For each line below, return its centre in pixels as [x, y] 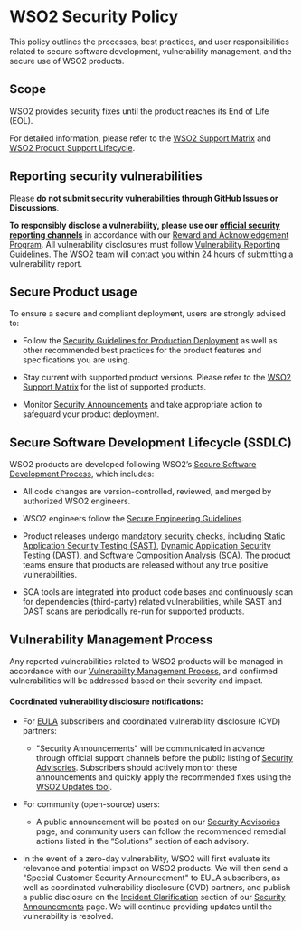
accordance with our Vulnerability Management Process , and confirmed [144, 671]
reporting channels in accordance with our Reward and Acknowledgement [149, 235]
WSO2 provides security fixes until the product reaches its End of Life [139, 111]
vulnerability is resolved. [68, 916]
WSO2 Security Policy [94, 17]
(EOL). [21, 120]
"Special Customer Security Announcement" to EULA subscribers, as [151, 878]
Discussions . [34, 207]
